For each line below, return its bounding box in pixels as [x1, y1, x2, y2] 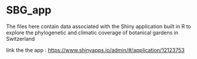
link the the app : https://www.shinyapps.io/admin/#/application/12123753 [6, 46, 185, 53]
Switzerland [6, 35, 35, 42]
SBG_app [6, 4, 52, 17]
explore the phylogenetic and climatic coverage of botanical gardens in [6, 29, 179, 36]
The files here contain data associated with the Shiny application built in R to [6, 23, 191, 30]
